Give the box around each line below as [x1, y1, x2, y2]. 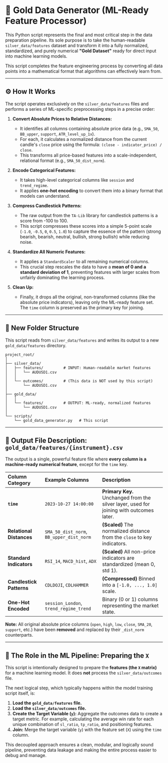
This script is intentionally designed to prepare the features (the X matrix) [5, 665, 157, 671]
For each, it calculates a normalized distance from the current [19, 136, 147, 142]
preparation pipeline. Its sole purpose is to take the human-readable [5, 37, 145, 43]
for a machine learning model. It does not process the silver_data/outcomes [5, 670, 162, 676]
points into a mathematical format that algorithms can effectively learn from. [5, 68, 162, 74]
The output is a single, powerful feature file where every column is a [5, 456, 146, 462]
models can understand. [19, 193, 70, 199]
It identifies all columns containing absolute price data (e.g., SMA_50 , [19, 125, 159, 131]
